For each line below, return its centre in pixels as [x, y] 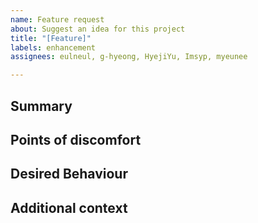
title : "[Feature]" [51, 38]
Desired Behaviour [69, 174]
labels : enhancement [53, 47]
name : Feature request [57, 19]
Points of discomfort [76, 139]
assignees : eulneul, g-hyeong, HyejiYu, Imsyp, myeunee [129, 57]
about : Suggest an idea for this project [98, 29]
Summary [41, 106]
